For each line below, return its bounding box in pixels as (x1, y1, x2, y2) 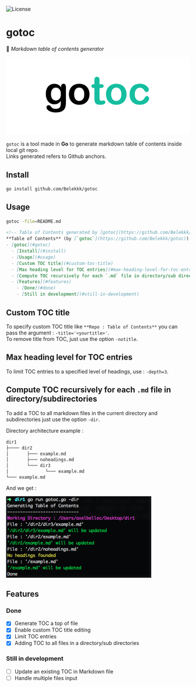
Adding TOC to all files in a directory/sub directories (14, 640, 139, 647)
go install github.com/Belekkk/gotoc (6, 186, 98, 192)
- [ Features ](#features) (11, 279, 72, 285)
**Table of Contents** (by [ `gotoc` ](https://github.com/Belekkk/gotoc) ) (6, 236, 190, 242)
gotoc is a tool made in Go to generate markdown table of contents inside (6, 140, 182, 147)
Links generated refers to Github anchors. (6, 153, 107, 160)
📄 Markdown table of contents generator (6, 45, 104, 52)
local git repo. (6, 147, 39, 154)
